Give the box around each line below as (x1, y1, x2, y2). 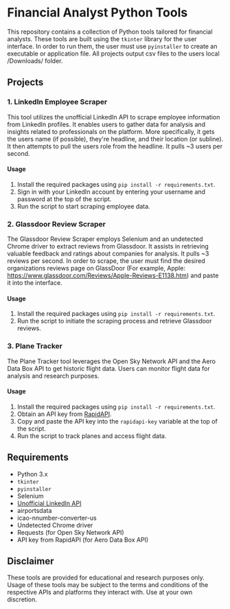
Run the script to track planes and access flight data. (16, 431, 167, 440)
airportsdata (16, 506, 52, 514)
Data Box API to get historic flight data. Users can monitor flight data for (7, 364, 211, 372)
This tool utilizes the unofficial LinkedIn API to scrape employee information (7, 113, 220, 121)
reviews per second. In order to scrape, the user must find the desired (7, 257, 205, 265)
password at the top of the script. (16, 194, 112, 203)
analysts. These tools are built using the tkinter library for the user (7, 34, 197, 43)
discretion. (7, 595, 38, 604)
